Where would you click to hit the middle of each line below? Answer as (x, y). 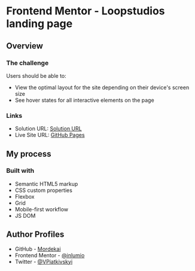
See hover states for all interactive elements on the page (84, 100)
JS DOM (25, 215)
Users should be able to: (36, 75)
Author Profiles (35, 235)
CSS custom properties (44, 190)
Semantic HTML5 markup (46, 184)
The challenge (28, 63)
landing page (39, 24)
